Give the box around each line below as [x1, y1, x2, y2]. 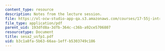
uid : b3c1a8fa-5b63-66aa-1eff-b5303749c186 [5, 39, 96, 44]
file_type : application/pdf [5, 20, 63, 26]
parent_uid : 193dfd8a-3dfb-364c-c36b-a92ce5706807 [5, 25, 111, 30]
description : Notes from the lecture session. [5, 12, 102, 17]
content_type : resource [5, 7, 54, 12]
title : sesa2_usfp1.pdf [5, 34, 54, 39]
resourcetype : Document [5, 30, 54, 34]
